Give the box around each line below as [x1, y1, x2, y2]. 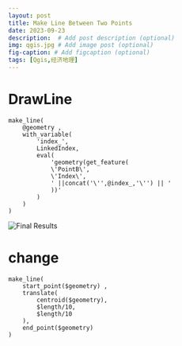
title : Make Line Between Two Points [8, 19, 133, 27]
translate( [22, 289, 59, 297]
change [8, 249, 59, 266]
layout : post [8, 11, 51, 20]
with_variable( [22, 130, 73, 138]
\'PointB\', [50, 165, 90, 173]
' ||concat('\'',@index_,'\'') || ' [50, 179, 172, 187]
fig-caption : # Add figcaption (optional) [8, 49, 150, 56]
